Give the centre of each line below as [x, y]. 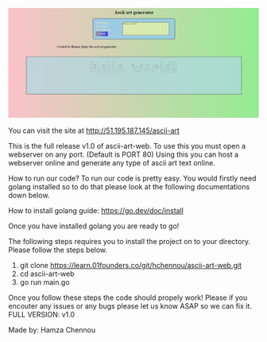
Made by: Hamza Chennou [52, 329]
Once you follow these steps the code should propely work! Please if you [128, 297]
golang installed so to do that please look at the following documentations [129, 186]
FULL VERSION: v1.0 [42, 314]
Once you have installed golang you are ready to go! [94, 226]
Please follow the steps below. [58, 250]
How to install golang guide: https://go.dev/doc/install [96, 210]
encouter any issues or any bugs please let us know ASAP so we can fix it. [130, 305]
